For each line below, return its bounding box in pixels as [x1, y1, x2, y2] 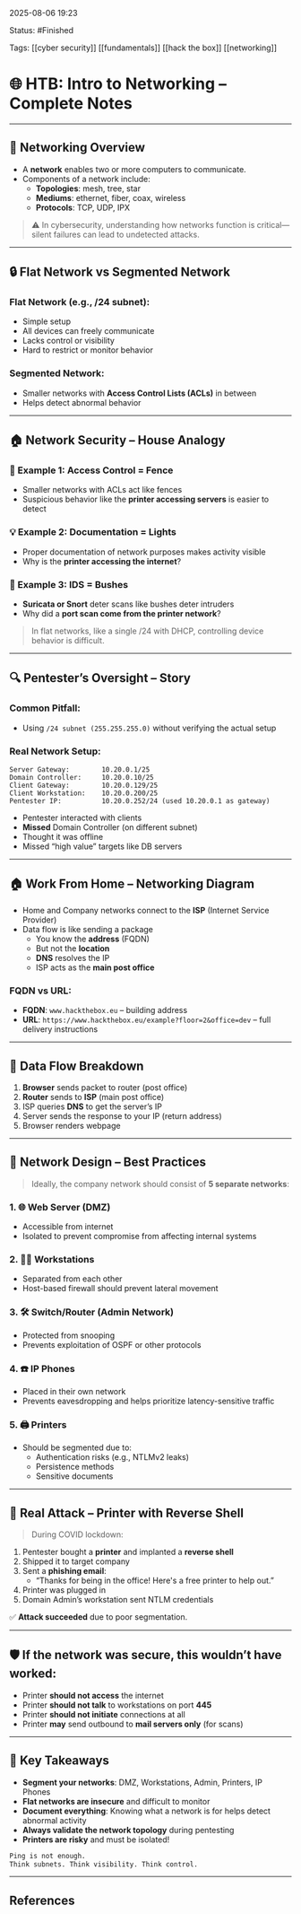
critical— [256, 219, 290, 230]
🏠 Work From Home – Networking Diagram [9, 877, 255, 892]
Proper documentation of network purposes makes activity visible [21, 546, 266, 557]
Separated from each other [21, 1273, 123, 1284]
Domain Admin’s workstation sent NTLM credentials [21, 1595, 214, 1605]
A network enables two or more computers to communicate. [21, 163, 246, 174]
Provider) [21, 914, 57, 925]
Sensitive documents [35, 1471, 114, 1481]
